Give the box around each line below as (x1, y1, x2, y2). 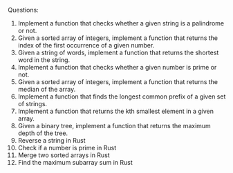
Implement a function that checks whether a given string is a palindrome (17, 19, 224, 27)
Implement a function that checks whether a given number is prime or (17, 63, 217, 71)
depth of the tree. (17, 129, 68, 137)
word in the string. (17, 56, 71, 64)
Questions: (8, 6, 39, 14)
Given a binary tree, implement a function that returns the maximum (17, 122, 212, 130)
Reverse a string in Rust (17, 136, 86, 144)
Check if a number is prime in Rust (17, 144, 117, 152)
